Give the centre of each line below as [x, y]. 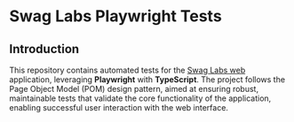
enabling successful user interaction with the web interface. [119, 107]
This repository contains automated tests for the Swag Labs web [127, 70]
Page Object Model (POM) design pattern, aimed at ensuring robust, [134, 89]
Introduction [44, 49]
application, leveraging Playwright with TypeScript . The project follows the [147, 80]
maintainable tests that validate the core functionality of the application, [140, 98]
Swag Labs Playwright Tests [115, 16]
